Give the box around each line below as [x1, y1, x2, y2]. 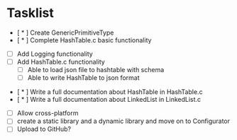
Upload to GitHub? [16, 125, 72, 134]
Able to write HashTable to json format [27, 74, 140, 82]
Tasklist [6, 5, 54, 21]
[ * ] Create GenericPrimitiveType [16, 28, 114, 37]
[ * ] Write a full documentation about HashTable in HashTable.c [16, 88, 203, 96]
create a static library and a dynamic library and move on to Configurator [16, 117, 231, 125]
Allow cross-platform [16, 109, 79, 117]
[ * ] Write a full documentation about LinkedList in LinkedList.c [16, 95, 202, 104]
